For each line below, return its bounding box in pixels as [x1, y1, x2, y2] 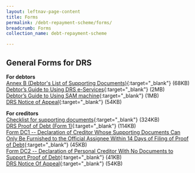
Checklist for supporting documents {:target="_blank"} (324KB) [6, 116, 160, 123]
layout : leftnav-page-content [6, 8, 81, 15]
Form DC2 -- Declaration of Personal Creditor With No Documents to [6, 147, 174, 154]
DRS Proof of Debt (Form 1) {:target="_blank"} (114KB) [6, 122, 136, 129]
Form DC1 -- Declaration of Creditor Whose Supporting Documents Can [6, 128, 181, 136]
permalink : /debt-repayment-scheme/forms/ [6, 19, 112, 25]
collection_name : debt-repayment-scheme [6, 31, 108, 37]
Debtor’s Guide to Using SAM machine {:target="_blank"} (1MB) [6, 92, 160, 99]
